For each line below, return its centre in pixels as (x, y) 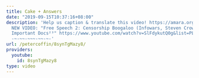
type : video (21, 66)
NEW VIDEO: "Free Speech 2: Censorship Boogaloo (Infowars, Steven (97, 28)
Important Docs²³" (34, 33)
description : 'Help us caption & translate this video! (76, 22)
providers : (20, 50)
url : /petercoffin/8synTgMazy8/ (46, 45)
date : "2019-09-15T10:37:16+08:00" (50, 17)
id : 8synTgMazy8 (37, 60)
